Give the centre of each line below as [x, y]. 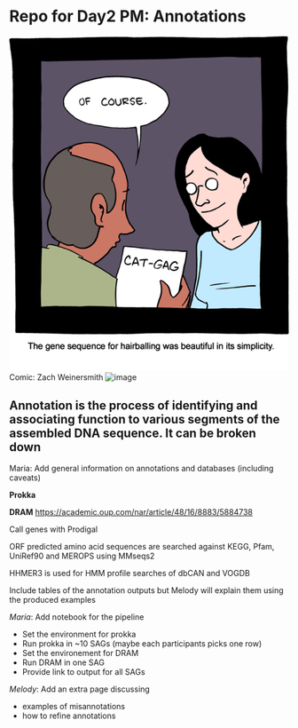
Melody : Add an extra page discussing [80, 689]
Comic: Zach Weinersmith [56, 377]
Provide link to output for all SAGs [83, 672]
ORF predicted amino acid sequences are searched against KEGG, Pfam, [142, 547]
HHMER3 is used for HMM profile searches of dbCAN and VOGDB [129, 574]
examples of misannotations [74, 707]
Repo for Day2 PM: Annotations [128, 16]
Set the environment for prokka [79, 634]
